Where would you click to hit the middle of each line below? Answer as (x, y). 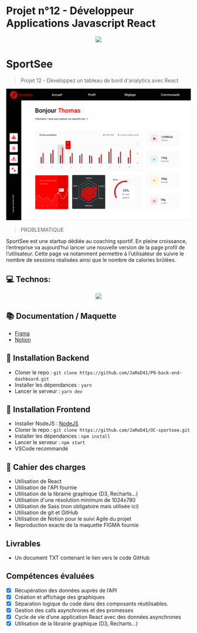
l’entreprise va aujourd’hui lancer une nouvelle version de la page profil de (96, 248)
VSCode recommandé (41, 449)
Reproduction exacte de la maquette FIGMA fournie (77, 525)
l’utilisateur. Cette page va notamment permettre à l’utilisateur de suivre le (95, 254)
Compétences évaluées (50, 576)
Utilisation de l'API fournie (46, 488)
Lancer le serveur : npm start (50, 442)
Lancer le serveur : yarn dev (49, 391)
